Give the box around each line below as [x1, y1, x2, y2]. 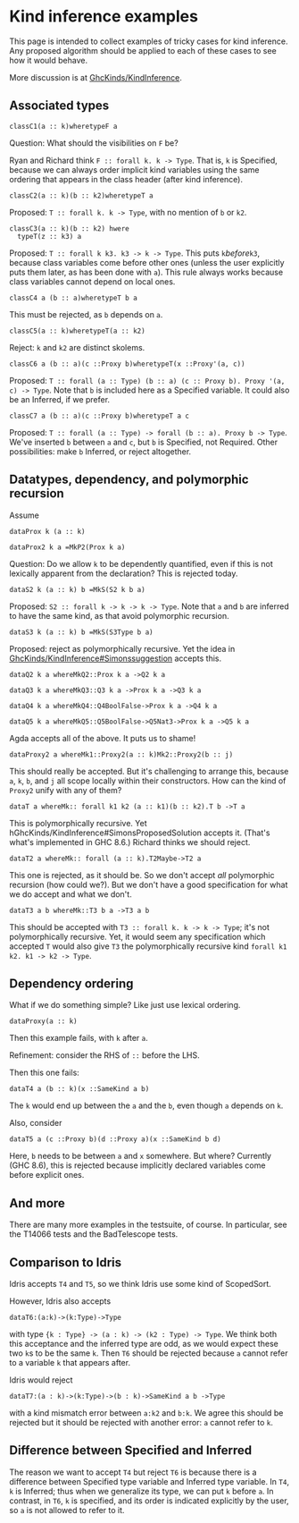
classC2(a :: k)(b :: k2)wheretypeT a [9, 190, 154, 200]
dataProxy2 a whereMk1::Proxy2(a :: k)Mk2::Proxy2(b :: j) [9, 749, 234, 759]
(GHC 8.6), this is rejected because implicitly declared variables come [9, 1160, 266, 1171]
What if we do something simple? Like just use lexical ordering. [9, 1000, 241, 1011]
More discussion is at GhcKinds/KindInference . [9, 72, 183, 82]
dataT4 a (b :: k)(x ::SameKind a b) [9, 1085, 150, 1094]
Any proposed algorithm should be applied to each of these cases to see [9, 45, 277, 55]
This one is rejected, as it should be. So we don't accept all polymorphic [9, 869, 275, 880]
